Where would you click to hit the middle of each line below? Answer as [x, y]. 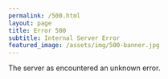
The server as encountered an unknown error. [84, 68]
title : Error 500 [37, 30]
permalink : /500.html [45, 16]
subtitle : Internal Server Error [64, 38]
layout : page [30, 23]
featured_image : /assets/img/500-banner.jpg [84, 45]
